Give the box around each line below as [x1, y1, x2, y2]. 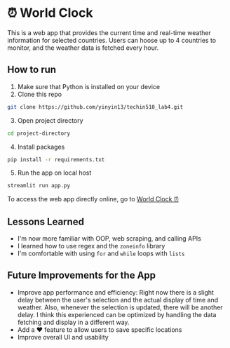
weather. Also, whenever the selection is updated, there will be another [17, 303, 223, 312]
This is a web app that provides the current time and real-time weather [7, 28, 212, 36]
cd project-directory [7, 130, 71, 137]
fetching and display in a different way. [17, 318, 130, 326]
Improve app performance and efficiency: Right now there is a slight [17, 288, 214, 296]
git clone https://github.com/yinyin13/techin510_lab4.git [7, 103, 184, 110]
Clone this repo [17, 90, 62, 98]
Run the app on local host [17, 168, 92, 177]
